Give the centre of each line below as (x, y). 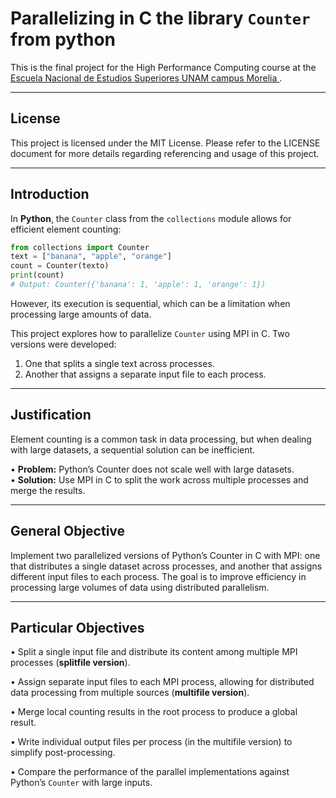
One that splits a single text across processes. (119, 363)
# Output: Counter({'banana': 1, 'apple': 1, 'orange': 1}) (138, 285)
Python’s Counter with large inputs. (81, 783)
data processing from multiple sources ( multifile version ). (130, 693)
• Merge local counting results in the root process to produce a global (154, 712)
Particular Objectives (77, 627)
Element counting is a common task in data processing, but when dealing (161, 439)
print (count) (37, 275)
